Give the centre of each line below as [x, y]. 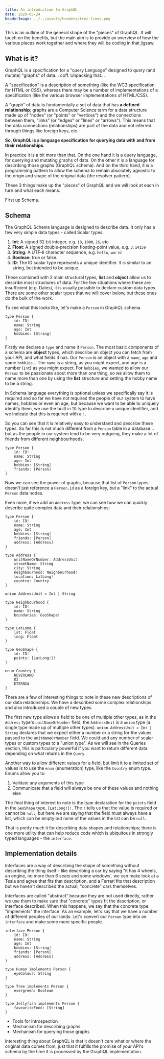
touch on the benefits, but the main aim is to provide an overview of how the [82, 38]
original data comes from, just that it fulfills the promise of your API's [74, 1046]
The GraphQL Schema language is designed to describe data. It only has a [80, 227]
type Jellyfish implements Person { [42, 1003]
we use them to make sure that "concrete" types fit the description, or [76, 901]
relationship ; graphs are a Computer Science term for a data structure [76, 110]
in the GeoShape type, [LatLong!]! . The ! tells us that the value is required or [81, 808]
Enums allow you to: [25, 773]
